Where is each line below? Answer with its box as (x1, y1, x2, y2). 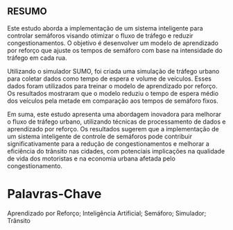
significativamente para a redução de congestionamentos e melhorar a (7, 139, 209, 148)
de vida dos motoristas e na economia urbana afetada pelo (7, 154, 175, 163)
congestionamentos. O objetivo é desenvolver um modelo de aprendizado (7, 38, 218, 47)
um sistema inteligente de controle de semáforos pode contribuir (7, 132, 193, 140)
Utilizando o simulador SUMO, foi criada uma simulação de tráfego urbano (7, 67, 220, 75)
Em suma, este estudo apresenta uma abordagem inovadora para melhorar (7, 110, 222, 118)
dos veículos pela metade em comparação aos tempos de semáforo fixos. (7, 97, 218, 105)
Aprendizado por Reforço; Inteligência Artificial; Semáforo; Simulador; (7, 208, 207, 217)
